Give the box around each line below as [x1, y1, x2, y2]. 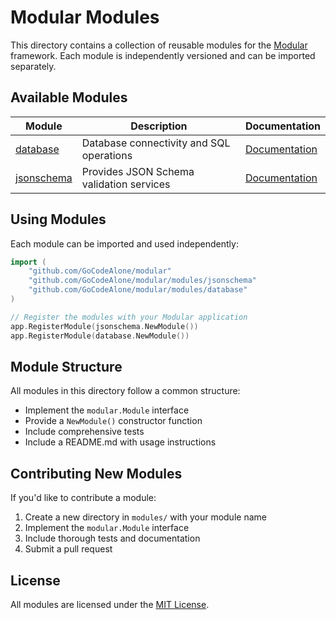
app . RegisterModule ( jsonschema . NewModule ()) [10, 321, 199, 331]
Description [130, 119, 188, 133]
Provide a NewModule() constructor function [24, 415, 203, 427]
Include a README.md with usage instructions [24, 436, 217, 448]
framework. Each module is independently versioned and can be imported [10, 49, 316, 61]
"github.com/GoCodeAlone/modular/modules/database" [28, 285, 248, 295]
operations [81, 148, 133, 162]
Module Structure [10, 358, 123, 375]
